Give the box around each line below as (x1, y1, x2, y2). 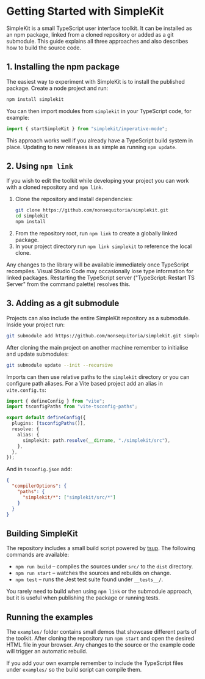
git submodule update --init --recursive (6, 362, 113, 368)
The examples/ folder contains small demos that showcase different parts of (6, 628, 197, 635)
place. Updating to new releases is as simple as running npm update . (6, 143, 177, 150)
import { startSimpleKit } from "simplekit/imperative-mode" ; (6, 125, 168, 132)
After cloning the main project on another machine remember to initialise (6, 343, 189, 351)
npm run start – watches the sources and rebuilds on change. (15, 570, 171, 577)
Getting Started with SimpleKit (6, 4, 164, 18)
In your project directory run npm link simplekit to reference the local (15, 243, 192, 250)
